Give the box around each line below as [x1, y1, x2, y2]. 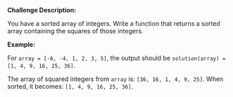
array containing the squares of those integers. [7, 27, 144, 35]
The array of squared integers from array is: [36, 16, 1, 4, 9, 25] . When [7, 75, 224, 83]
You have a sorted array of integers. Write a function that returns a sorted [7, 20, 220, 27]
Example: [7, 40, 36, 48]
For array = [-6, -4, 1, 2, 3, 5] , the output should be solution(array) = [7, 54, 226, 62]
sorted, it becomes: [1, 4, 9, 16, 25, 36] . [7, 82, 134, 90]
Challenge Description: [7, 6, 77, 14]
